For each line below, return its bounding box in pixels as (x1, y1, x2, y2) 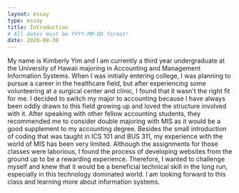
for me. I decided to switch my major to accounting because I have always (7, 94, 226, 103)
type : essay (7, 17, 43, 24)
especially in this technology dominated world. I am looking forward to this (7, 170, 226, 179)
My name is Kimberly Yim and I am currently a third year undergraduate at (7, 56, 225, 65)
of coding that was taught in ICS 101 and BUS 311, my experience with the (7, 132, 223, 141)
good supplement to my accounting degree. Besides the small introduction (7, 125, 227, 133)
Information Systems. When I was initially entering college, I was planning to (7, 72, 231, 80)
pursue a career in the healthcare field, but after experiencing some (7, 79, 207, 88)
